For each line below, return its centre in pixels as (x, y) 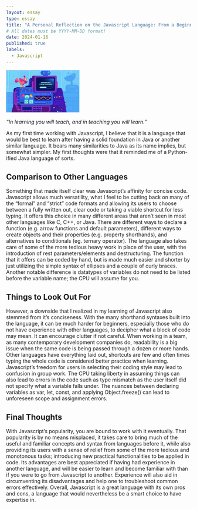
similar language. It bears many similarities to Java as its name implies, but (96, 146)
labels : (16, 50)
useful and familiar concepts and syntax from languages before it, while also (98, 443)
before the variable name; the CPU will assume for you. (73, 279)
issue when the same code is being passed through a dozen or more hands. (98, 349)
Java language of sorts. (46, 158)
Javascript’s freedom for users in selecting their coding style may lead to (94, 367)
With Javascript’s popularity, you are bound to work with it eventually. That (96, 431)
